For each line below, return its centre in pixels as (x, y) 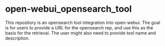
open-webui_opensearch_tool (69, 9)
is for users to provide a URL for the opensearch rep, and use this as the (79, 27)
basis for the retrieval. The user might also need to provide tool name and (81, 33)
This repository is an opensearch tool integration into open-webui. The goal (83, 23)
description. (17, 38)
